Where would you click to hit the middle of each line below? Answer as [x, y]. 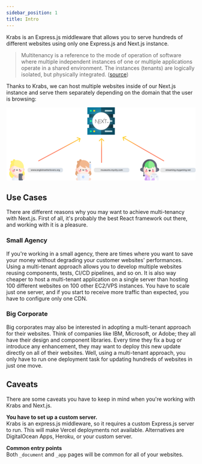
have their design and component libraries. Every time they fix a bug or [94, 340]
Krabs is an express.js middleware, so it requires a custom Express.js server [100, 423]
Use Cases [27, 197]
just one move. [25, 365]
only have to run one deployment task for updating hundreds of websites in [99, 359]
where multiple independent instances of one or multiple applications [107, 61]
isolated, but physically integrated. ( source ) [75, 74]
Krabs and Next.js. [29, 405]
